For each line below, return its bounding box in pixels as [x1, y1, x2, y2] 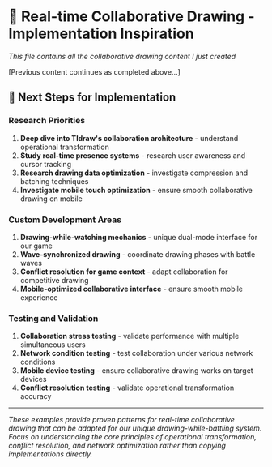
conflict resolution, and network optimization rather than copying [8, 441, 227, 451]
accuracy [19, 392, 52, 401]
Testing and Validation [8, 312, 99, 323]
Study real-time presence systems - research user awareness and [19, 150, 246, 161]
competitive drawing [19, 275, 89, 285]
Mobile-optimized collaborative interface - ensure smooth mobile [19, 284, 243, 293]
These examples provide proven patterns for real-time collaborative [8, 415, 235, 425]
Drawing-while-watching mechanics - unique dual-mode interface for [19, 232, 258, 242]
